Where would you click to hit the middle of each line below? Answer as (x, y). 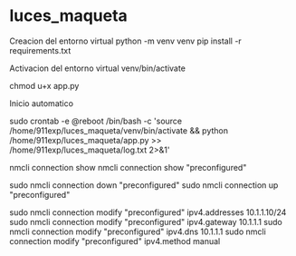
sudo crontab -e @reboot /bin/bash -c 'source (96, 121)
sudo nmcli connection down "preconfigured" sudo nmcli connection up (144, 185)
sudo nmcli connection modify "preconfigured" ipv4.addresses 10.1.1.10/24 (148, 212)
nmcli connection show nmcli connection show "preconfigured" (128, 167)
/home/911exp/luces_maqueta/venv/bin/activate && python (119, 130)
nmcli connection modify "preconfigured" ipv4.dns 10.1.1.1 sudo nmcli (138, 231)
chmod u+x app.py (44, 85)
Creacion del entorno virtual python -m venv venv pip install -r (125, 41)
